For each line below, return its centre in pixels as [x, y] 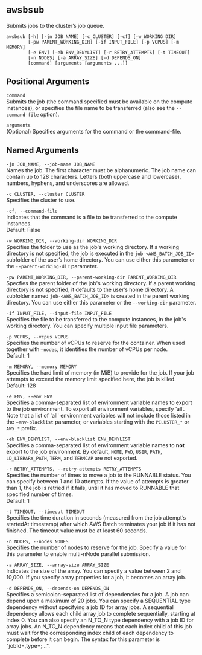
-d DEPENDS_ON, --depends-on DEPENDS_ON [58, 588]
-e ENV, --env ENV [29, 396]
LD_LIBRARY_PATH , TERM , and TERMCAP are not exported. [72, 458]
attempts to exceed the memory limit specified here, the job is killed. [91, 379]
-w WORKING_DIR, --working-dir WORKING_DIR [62, 241]
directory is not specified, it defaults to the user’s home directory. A [90, 289]
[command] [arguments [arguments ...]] [78, 63]
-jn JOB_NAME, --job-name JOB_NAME [51, 164]
